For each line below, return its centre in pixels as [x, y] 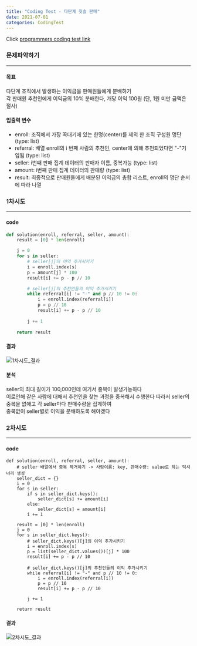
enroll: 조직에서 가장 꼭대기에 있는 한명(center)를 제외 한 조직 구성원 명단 [98, 134]
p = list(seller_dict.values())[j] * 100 [79, 552]
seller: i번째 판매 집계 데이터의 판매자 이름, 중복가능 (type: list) [86, 163]
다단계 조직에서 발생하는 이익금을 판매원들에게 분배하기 [69, 91]
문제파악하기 [23, 55]
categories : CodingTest [35, 22]
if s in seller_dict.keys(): [63, 494]
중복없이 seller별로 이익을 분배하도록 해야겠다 [58, 411]
